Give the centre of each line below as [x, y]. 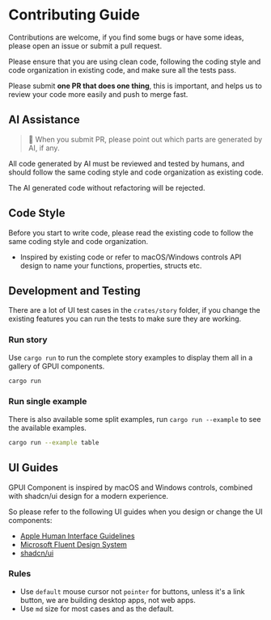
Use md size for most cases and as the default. [97, 609]
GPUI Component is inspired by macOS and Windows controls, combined [131, 487]
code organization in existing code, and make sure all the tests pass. [123, 70]
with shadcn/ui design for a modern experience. [88, 496]
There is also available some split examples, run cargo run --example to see [135, 419]
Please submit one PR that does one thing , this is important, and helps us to [135, 86]
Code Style [37, 213]
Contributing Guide [74, 15]
